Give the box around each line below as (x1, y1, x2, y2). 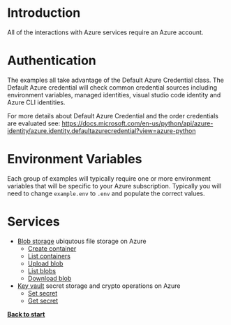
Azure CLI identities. (7, 98, 66, 106)
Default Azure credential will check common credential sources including (7, 83, 218, 92)
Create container (27, 244, 77, 253)
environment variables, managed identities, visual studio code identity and (7, 90, 221, 99)
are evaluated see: (7, 119, 61, 127)
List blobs (27, 266, 57, 275)
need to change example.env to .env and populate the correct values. (7, 189, 205, 198)
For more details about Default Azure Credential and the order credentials (7, 111, 218, 120)
